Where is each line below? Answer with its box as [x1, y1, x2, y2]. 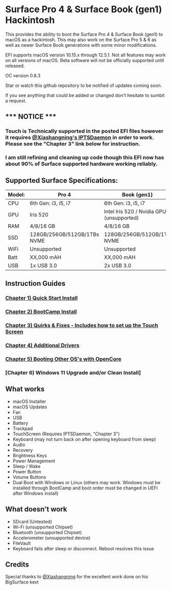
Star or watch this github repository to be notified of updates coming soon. [5, 82, 162, 88]
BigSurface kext [5, 579, 39, 585]
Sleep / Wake [12, 463, 41, 469]
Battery [12, 420, 28, 426]
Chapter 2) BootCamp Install [5, 308, 77, 315]
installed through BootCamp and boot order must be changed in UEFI [12, 485, 158, 491]
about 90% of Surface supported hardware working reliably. [5, 160, 158, 167]
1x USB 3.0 [30, 262, 58, 269]
